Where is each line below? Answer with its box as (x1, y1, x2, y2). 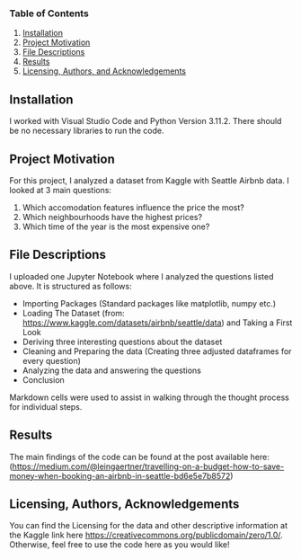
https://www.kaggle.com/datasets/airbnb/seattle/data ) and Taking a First (22, 317, 293, 328)
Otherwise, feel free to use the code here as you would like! (9, 539, 231, 550)
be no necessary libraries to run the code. (9, 125, 164, 137)
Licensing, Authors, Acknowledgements (9, 496, 240, 511)
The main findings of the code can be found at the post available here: (9, 451, 270, 462)
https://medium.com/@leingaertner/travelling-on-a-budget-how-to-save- (12, 461, 285, 472)
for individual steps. (9, 401, 83, 412)
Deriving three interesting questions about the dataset (22, 336, 223, 347)
